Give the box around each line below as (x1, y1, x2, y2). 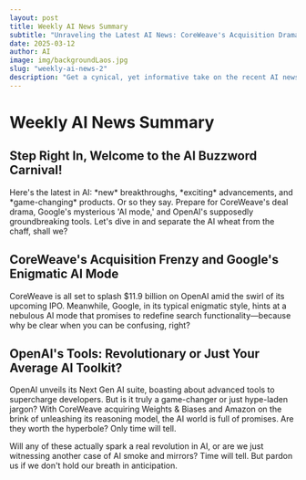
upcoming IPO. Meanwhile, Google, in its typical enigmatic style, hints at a (9, 300, 287, 311)
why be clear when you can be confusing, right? (9, 319, 191, 330)
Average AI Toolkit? (9, 360, 123, 375)
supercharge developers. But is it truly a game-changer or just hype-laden (9, 394, 289, 405)
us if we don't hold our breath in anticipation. (9, 460, 178, 471)
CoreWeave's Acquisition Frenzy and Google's (9, 252, 280, 267)
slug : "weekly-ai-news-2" (9, 65, 107, 74)
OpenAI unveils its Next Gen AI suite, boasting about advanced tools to (9, 384, 275, 395)
